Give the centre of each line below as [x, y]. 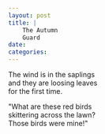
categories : [28, 52]
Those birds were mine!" [48, 123]
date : [17, 45]
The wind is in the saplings [52, 74]
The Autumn [40, 30]
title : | [22, 23]
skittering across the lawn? [52, 115]
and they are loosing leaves [53, 83]
